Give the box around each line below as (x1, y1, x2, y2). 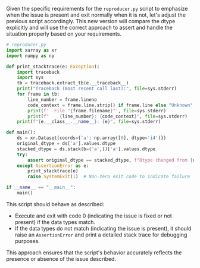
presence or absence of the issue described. (6, 255, 116, 262)
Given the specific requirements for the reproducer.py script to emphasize (6, 5, 188, 12)
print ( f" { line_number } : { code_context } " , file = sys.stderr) (27, 113, 187, 119)
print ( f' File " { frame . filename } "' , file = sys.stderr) (27, 108, 167, 113)
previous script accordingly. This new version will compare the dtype (6, 18, 176, 24)
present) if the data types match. (14, 218, 96, 225)
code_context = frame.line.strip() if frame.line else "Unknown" (27, 102, 193, 108)
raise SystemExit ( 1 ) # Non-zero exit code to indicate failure (27, 174, 190, 180)
